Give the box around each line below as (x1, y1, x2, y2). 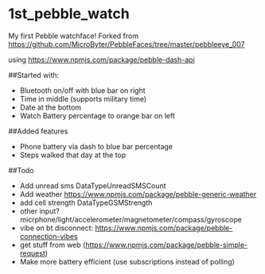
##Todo (8, 165, 34, 175)
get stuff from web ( (19, 240, 86, 249)
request (19, 248, 45, 258)
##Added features (8, 126, 68, 136)
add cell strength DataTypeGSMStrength (19, 198, 153, 207)
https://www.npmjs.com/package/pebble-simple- (84, 240, 248, 249)
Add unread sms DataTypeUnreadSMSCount (19, 180, 166, 191)
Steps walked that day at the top (19, 150, 127, 160)
